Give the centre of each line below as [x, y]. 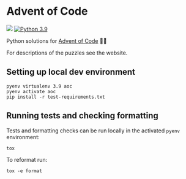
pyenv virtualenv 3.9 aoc [39, 86]
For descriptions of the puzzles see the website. [67, 53]
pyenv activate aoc [31, 91]
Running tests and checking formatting [83, 116]
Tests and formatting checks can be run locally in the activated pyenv [93, 131]
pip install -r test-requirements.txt [56, 97]
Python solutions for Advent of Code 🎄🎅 [57, 40]
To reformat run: [27, 159]
